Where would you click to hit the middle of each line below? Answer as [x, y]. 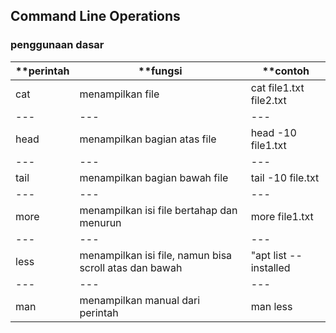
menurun [100, 222]
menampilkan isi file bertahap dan [158, 210]
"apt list [268, 255]
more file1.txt [282, 216]
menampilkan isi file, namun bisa [156, 255]
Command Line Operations [95, 16]
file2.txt [268, 100]
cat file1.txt [277, 87]
